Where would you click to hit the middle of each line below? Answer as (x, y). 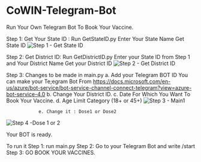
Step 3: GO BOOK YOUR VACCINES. (51, 152)
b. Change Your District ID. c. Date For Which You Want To (118, 94)
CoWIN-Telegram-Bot (61, 11)
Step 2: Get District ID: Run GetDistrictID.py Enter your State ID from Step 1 (98, 57)
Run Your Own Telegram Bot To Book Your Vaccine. (70, 27)
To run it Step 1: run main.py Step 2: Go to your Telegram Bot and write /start (101, 146)
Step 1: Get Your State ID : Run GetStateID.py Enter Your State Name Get (95, 39)
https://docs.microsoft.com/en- (132, 81)
